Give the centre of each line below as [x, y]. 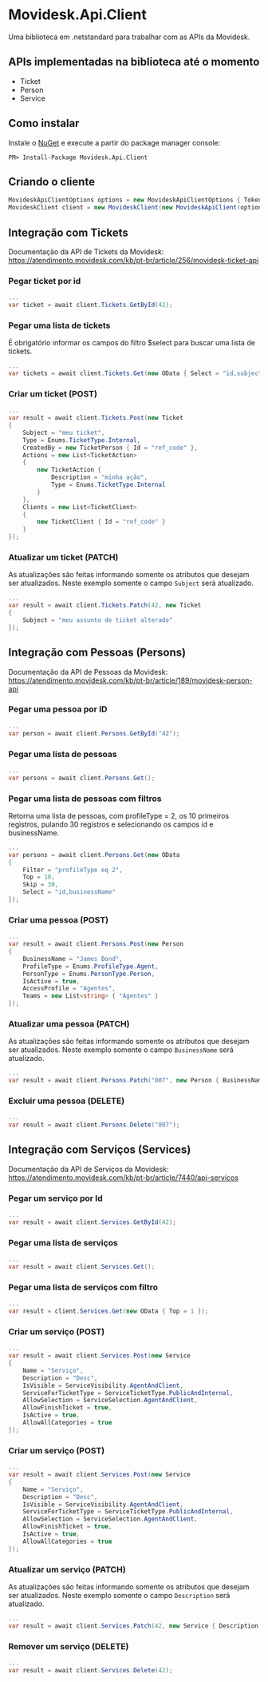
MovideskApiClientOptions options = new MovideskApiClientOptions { [124, 200]
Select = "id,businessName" [69, 892]
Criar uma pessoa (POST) [59, 919]
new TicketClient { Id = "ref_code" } [101, 522]
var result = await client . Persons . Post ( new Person [96, 944]
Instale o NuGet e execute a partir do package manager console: [114, 142]
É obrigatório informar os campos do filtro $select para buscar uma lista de [132, 343]
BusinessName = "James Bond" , [73, 959]
